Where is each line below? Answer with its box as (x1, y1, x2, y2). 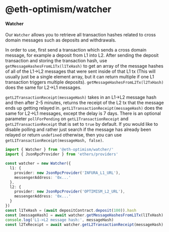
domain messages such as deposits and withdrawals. (5, 37, 117, 43)
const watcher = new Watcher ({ (5, 161, 71, 166)
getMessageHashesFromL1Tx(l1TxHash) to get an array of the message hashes (5, 63, 164, 69)
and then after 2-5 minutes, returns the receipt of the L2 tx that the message (5, 100, 164, 106)
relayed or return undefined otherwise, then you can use (5, 132, 122, 138)
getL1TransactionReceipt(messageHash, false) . (5, 137, 104, 144)
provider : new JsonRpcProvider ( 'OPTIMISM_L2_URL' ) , (14, 189, 125, 194)
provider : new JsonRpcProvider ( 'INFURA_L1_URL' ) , (14, 170, 121, 175)
